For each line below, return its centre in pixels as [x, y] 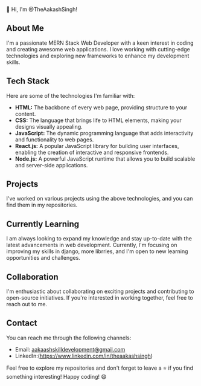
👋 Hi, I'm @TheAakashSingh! [42, 9]
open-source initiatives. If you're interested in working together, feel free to [100, 298]
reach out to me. [27, 304]
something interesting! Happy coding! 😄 [56, 376]
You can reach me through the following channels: [69, 338]
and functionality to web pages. [54, 140]
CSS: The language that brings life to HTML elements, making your [98, 120]
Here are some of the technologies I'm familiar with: [71, 95]
